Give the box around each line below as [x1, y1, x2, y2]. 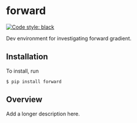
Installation [6, 52, 48, 62]
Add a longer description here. [6, 110, 81, 117]
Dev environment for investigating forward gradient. [6, 35, 132, 42]
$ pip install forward [6, 78, 62, 84]
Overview [6, 95, 43, 105]
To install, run [6, 67, 39, 74]
